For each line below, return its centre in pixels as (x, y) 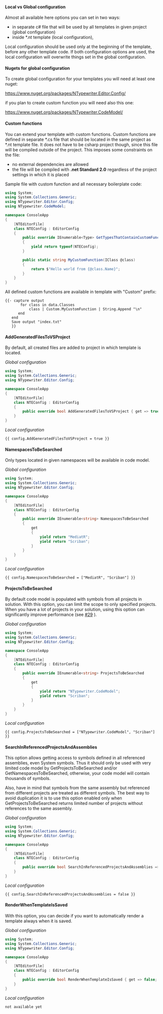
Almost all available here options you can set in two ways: (63, 17)
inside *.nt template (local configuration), (53, 37)
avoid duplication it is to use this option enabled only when (64, 798)
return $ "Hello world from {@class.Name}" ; (75, 269)
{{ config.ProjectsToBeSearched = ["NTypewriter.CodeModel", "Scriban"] (80, 732)
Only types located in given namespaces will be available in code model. (78, 460)
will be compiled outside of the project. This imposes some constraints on (79, 150)
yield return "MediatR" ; (65, 537)
